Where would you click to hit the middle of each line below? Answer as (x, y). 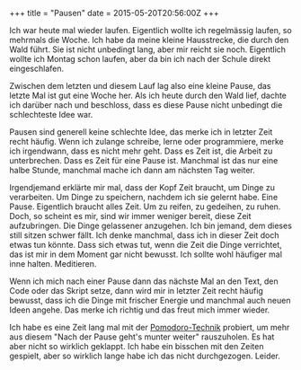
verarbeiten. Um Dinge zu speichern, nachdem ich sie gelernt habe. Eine (144, 197)
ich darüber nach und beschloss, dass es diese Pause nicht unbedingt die (146, 105)
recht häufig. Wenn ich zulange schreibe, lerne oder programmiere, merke (147, 141)
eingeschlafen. (37, 68)
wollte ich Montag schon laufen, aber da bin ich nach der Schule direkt (140, 59)
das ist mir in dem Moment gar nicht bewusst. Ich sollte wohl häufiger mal (146, 254)
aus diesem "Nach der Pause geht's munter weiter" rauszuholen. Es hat (142, 337)
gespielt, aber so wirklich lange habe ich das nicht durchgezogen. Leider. (145, 356)
